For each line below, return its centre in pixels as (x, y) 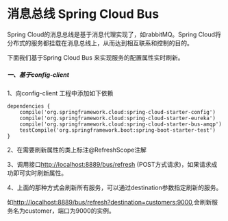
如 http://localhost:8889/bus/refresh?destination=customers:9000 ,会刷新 (110, 202)
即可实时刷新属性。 (40, 173)
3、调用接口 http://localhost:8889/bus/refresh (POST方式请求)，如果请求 (109, 164)
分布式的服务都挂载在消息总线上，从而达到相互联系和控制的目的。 (100, 43)
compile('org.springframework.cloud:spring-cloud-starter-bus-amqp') (121, 124)
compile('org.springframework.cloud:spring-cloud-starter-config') (117, 112)
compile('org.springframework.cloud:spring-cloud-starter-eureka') (117, 118)
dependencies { (29, 106)
